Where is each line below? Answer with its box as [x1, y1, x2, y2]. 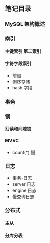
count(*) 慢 [12, 149, 36, 155]
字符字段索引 [5, 61, 31, 67]
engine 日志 [12, 187, 37, 193]
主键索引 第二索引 [5, 48, 41, 54]
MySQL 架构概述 [5, 21, 45, 28]
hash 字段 [12, 85, 33, 91]
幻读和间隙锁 [5, 126, 31, 132]
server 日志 [12, 181, 36, 187]
